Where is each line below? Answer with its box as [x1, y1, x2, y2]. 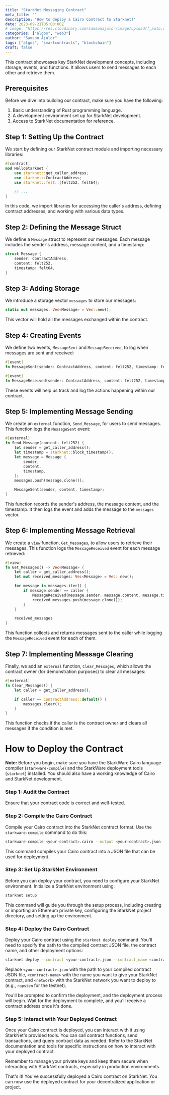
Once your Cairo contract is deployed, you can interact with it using [5, 1027, 145, 1033]
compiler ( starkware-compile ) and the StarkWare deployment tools [5, 765, 143, 771]
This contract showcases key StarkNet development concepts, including [5, 59, 155, 65]
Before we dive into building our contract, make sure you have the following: [5, 97, 163, 103]
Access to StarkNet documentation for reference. [12, 118, 115, 124]
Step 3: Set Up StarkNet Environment [5, 866, 98, 873]
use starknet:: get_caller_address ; [14, 171, 89, 176]
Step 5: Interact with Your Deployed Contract [5, 1015, 117, 1022]
